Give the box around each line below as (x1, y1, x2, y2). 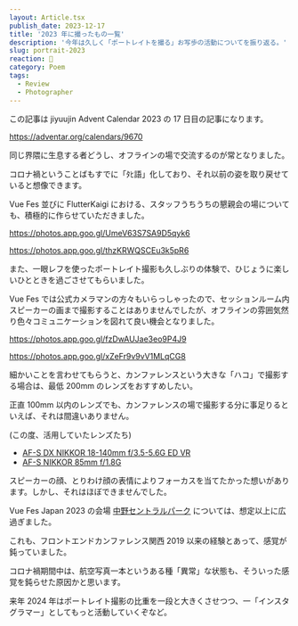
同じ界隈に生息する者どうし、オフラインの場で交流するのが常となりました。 (9, 149, 290, 161)
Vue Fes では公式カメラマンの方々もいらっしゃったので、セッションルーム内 (9, 293, 290, 304)
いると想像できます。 (9, 179, 87, 190)
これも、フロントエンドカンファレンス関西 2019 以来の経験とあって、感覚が (9, 535, 287, 546)
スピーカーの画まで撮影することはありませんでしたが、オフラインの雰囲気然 (9, 304, 289, 315)
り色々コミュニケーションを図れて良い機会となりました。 (9, 316, 220, 326)
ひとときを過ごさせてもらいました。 (16, 274, 149, 285)
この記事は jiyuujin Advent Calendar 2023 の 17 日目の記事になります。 (9, 113, 269, 124)
